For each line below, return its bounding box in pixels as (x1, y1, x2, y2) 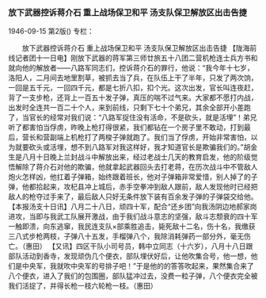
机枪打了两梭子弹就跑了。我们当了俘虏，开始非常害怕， (70, 132, 251, 142)
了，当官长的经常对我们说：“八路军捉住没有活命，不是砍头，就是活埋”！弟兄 (8, 113, 257, 122)
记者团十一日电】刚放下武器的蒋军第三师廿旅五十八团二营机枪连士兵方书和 (14, 53, 258, 63)
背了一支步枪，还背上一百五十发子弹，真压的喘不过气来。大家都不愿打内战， (8, 93, 258, 102)
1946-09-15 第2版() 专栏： (8, 26, 95, 36)
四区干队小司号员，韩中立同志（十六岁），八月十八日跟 (75, 242, 253, 251)
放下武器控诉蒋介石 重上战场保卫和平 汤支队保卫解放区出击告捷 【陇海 (21, 44, 250, 53)
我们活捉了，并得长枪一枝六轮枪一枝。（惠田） (8, 281, 158, 291)
